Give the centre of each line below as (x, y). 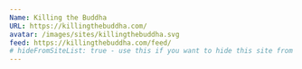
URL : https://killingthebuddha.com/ (78, 26)
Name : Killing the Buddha (58, 17)
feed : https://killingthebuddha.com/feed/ (90, 43)
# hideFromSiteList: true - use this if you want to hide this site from (151, 51)
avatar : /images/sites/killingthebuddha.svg (94, 34)
